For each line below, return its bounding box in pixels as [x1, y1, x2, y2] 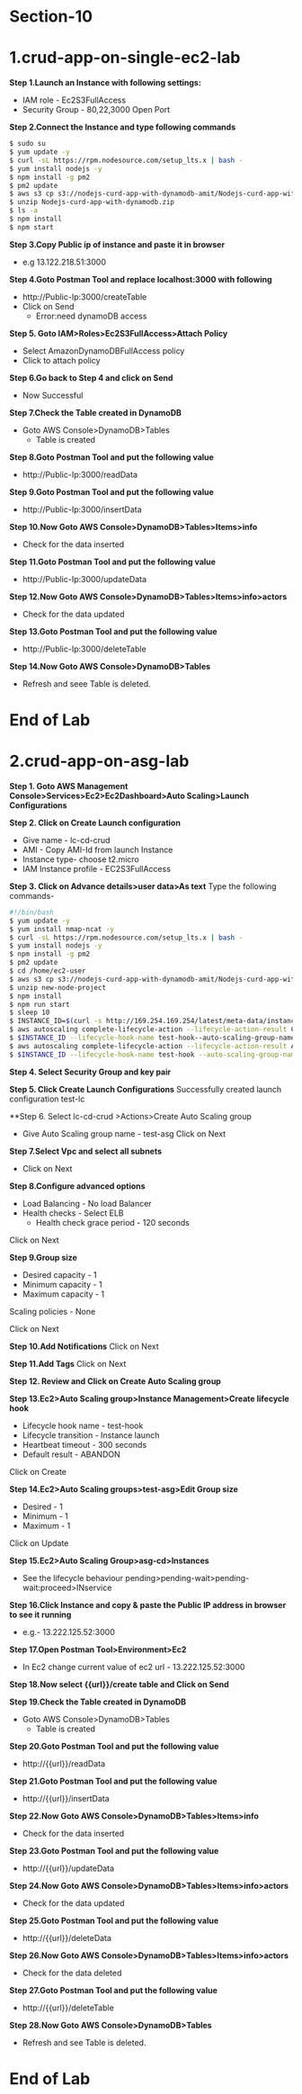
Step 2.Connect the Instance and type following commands [9, 121, 236, 132]
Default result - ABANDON [22, 1449, 121, 1460]
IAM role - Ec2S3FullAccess [22, 94, 127, 105]
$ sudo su [9, 139, 47, 148]
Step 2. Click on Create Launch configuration [9, 817, 182, 828]
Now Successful [22, 390, 84, 400]
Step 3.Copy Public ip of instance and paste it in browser [9, 238, 226, 249]
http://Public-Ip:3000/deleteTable [22, 643, 147, 654]
